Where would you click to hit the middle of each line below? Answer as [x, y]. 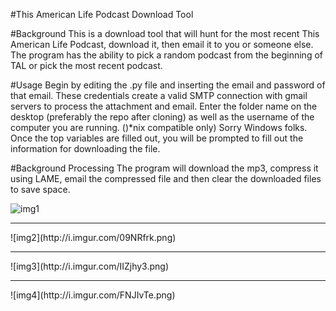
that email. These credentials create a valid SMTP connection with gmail [159, 95]
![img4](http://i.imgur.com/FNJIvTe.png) [93, 295]
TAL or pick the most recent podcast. [86, 65]
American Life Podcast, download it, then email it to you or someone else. [162, 44]
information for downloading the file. [85, 148]
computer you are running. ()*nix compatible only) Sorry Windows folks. [159, 127]
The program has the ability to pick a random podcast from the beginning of [166, 55]
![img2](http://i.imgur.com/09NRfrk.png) [93, 237]
